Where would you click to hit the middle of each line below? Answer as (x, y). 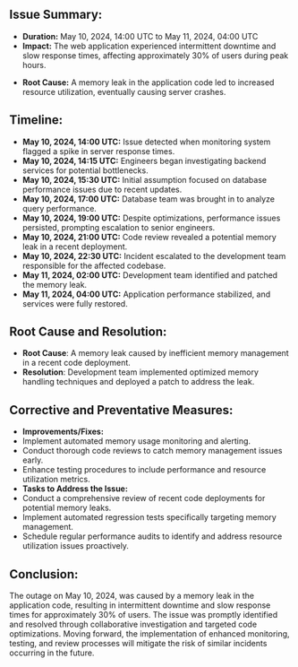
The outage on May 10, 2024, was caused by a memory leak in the (132, 596)
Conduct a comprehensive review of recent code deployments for (144, 498)
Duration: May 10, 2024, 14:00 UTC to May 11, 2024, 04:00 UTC (140, 36)
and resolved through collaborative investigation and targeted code (133, 624)
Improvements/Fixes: (63, 432)
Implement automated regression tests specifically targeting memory (149, 517)
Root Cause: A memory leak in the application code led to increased (148, 82)
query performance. (59, 208)
